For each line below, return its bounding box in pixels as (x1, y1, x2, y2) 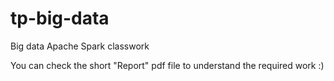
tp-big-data (10, 7, 110, 30)
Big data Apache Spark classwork (10, 40, 150, 52)
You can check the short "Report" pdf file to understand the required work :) (10, 59, 325, 71)
